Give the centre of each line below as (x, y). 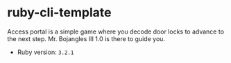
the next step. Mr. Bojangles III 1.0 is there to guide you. (86, 38)
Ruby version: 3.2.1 (45, 52)
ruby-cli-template (59, 13)
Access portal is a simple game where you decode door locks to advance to (115, 32)
